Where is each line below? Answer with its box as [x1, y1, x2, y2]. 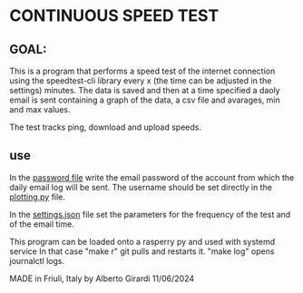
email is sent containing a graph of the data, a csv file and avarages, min [9, 94, 280, 105]
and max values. [9, 104, 71, 114]
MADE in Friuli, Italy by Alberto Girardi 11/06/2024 [9, 273, 195, 284]
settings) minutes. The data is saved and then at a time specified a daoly [9, 85, 280, 95]
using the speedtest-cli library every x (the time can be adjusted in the [9, 75, 272, 86]
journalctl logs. [9, 255, 65, 266]
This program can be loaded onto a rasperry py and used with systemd [9, 236, 275, 247]
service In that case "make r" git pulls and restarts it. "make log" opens [9, 246, 275, 257]
